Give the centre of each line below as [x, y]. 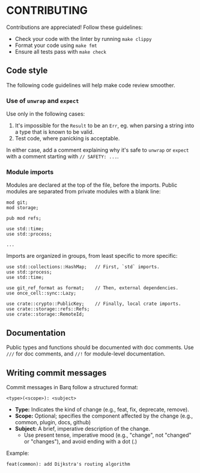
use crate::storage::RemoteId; [45, 315]
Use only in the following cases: [46, 114]
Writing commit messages [56, 373]
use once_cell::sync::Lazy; [41, 293]
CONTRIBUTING [47, 11]
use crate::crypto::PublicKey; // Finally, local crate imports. [94, 304]
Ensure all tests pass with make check [61, 51]
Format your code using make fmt [56, 45]
